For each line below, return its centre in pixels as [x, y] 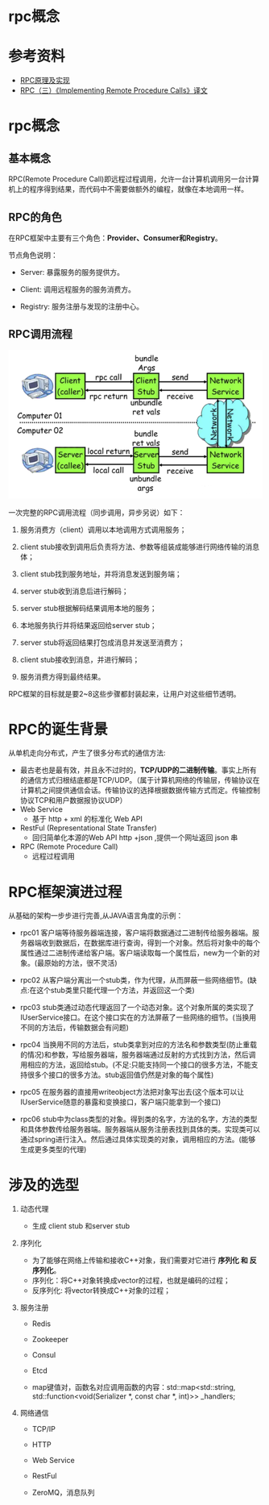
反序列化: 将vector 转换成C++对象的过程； [101, 1291]
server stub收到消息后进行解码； [74, 591]
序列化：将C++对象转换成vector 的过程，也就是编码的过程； [131, 1280]
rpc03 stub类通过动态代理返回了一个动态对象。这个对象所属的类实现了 [137, 1008]
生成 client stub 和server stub [81, 1226]
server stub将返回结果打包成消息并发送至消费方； [102, 642]
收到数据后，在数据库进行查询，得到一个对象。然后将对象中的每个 [151, 943]
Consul [44, 1355]
